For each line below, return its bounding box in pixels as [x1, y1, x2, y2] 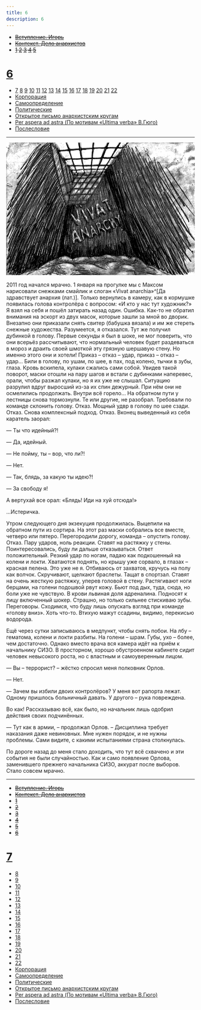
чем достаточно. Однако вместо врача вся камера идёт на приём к [6, 640, 180, 647]
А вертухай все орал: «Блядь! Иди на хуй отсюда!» [6, 496, 138, 504]
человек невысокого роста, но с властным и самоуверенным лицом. [6, 652, 184, 660]
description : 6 [6, 16, 44, 22]
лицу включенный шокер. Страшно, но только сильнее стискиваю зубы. [6, 596, 192, 603]
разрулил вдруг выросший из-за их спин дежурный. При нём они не [6, 383, 182, 390]
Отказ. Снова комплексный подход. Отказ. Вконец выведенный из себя [6, 408, 190, 416]
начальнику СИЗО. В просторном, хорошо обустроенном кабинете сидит [6, 646, 195, 653]
